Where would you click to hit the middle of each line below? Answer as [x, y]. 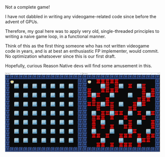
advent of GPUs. [22, 22]
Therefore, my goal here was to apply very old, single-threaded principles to [82, 31]
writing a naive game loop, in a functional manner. [55, 36]
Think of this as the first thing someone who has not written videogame [77, 46]
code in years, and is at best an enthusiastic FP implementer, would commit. [82, 51]
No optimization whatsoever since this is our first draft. [61, 56]
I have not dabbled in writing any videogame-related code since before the [81, 16]
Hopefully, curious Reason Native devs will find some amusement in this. [79, 66]
